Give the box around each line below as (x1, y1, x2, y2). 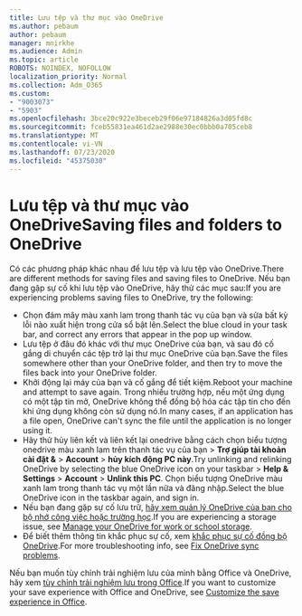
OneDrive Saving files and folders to (9, 214, 283, 235)
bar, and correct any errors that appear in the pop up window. (22, 329, 253, 340)
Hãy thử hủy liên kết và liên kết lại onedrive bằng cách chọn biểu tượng (22, 435, 288, 446)
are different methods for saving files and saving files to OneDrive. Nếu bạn (9, 273, 291, 284)
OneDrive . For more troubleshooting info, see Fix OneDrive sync (22, 540, 260, 552)
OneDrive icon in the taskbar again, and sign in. (22, 492, 200, 503)
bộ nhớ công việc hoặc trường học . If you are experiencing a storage (22, 512, 278, 523)
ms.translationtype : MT (9, 131, 99, 140)
